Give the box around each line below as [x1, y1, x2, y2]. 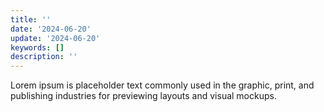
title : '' [10, 14, 52, 25]
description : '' [10, 52, 78, 62]
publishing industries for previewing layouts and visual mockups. [10, 90, 277, 102]
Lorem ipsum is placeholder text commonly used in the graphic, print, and [10, 79, 315, 91]
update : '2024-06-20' [10, 33, 101, 43]
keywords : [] [10, 42, 65, 53]
